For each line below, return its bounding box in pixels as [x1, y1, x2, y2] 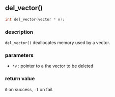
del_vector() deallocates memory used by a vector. [5, 39, 111, 46]
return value [5, 75, 35, 82]
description [5, 28, 33, 35]
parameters [5, 51, 33, 58]
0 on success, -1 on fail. [5, 86, 54, 92]
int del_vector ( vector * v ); [5, 17, 65, 22]
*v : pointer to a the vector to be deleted [12, 63, 93, 69]
